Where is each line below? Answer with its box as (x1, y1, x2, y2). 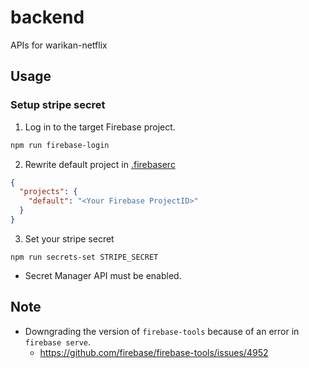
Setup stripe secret (10, 98, 106, 112)
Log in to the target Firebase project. (24, 121, 176, 133)
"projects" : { (19, 187, 78, 197)
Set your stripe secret (24, 232, 115, 245)
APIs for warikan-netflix (10, 39, 108, 51)
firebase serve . (24, 336, 92, 348)
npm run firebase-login (10, 140, 110, 150)
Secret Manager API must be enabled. (24, 269, 182, 281)
